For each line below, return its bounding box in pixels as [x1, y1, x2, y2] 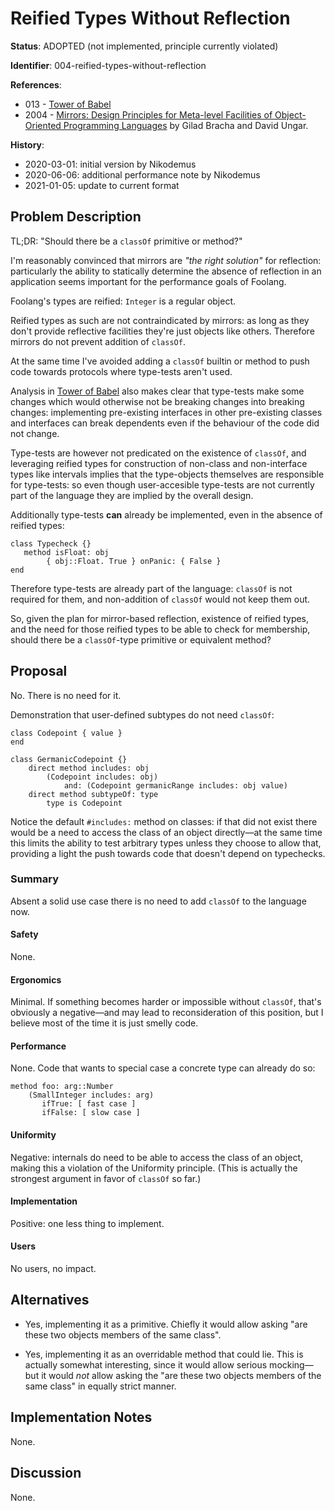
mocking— [269, 1358, 314, 1371]
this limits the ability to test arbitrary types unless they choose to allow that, [10, 837, 322, 849]
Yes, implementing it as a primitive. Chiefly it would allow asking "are [24, 1318, 308, 1330]
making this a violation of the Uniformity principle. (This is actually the [10, 1162, 298, 1174]
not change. [10, 427, 60, 439]
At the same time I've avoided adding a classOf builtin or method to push [10, 355, 310, 367]
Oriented [24, 119, 62, 131]
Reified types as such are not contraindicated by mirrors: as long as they [10, 314, 310, 326]
